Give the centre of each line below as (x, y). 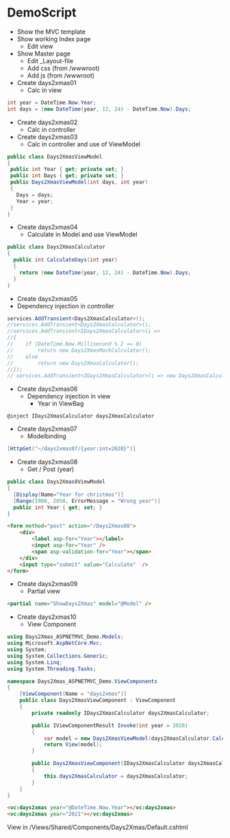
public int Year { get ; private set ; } (67, 170)
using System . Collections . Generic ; (58, 656)
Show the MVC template (51, 32)
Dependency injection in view (69, 396)
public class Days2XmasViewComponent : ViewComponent (98, 701)
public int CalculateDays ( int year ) (65, 260)
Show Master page (43, 54)
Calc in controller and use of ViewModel (84, 144)
